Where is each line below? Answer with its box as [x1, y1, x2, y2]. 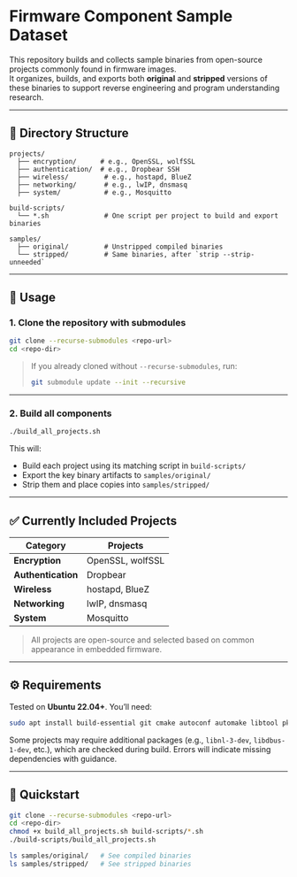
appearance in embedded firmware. [30, 644, 162, 655]
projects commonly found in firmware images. [9, 64, 177, 74]
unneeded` [9, 258, 46, 266]
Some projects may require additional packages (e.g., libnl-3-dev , [9, 735, 252, 745]
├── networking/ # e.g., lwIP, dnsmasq [17, 180, 188, 189]
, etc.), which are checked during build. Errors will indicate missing [28, 743, 271, 754]
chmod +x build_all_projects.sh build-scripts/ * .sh [9, 827, 203, 836]
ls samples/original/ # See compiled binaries [9, 851, 192, 860]
